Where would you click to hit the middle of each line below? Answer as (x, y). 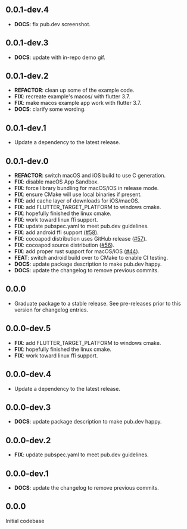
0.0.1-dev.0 (27, 161)
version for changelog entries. (51, 310)
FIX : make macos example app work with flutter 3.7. (78, 103)
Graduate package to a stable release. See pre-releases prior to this (97, 303)
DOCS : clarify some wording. (50, 109)
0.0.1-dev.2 (27, 76)
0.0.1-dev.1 (26, 128)
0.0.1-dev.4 (27, 10)
